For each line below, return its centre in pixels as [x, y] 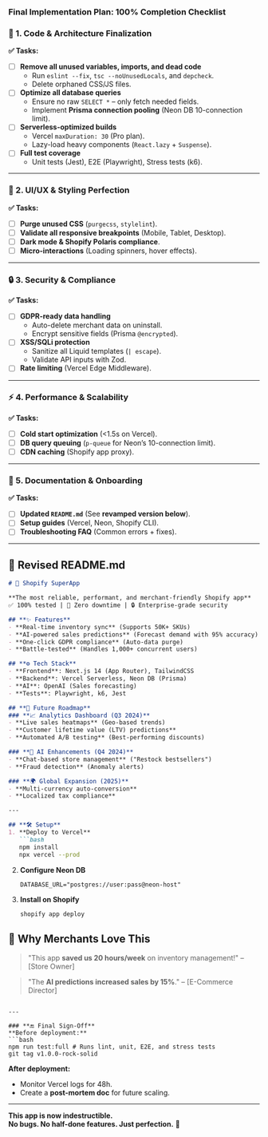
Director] [42, 990]
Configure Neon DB [53, 870]
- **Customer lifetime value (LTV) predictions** [93, 730]
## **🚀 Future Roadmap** [49, 708]
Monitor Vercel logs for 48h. [66, 1084]
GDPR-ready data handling [65, 316]
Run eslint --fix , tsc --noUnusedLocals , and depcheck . [123, 76]
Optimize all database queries [70, 93]
